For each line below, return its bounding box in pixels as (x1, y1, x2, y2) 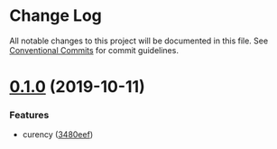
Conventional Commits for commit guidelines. (9, 44, 179, 55)
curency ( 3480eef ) (22, 129, 93, 140)
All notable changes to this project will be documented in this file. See (9, 35, 269, 46)
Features (9, 109, 50, 122)
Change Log (9, 5, 102, 26)
